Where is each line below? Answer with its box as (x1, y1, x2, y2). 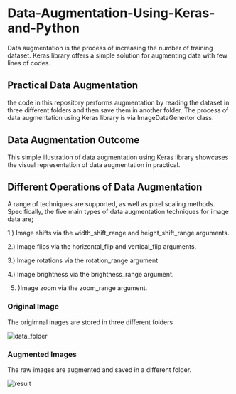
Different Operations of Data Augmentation (7, 181, 203, 193)
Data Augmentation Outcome (7, 134, 140, 147)
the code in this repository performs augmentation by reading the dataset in (7, 98, 230, 107)
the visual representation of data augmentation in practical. (7, 160, 181, 169)
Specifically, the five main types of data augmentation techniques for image (7, 208, 229, 216)
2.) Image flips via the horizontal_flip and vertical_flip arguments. (7, 243, 197, 251)
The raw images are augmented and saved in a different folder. (7, 365, 192, 374)
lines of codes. (7, 58, 51, 67)
